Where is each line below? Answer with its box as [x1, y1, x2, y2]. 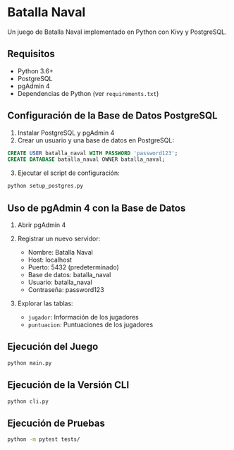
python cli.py [7, 398, 49, 405]
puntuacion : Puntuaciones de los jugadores [27, 320, 154, 329]
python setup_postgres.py [7, 183, 83, 190]
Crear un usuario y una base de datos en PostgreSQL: [17, 135, 175, 145]
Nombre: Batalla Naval [27, 248, 93, 256]
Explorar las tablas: [17, 299, 73, 308]
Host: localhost [27, 255, 73, 264]
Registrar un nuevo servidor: [17, 234, 101, 243]
